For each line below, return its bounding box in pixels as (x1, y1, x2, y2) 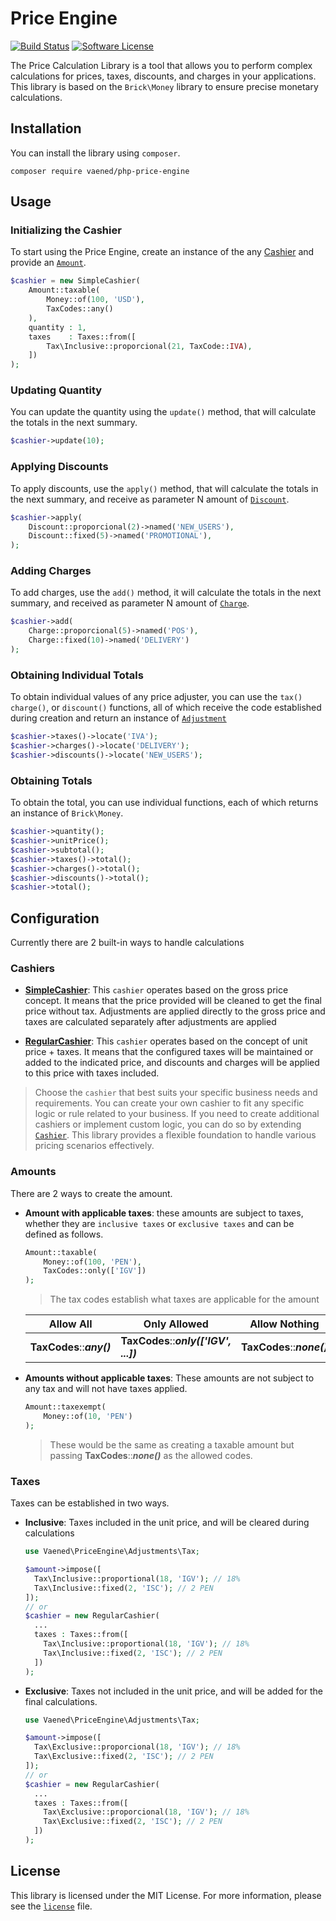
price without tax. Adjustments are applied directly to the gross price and (24, 1005, 326, 1017)
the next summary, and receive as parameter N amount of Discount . (10, 493, 290, 505)
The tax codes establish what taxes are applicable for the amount (49, 1293, 320, 1306)
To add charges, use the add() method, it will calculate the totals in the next (10, 587, 322, 599)
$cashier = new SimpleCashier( (10, 276, 141, 286)
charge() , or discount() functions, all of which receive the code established (10, 702, 322, 714)
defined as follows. (24, 1228, 104, 1240)
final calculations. (24, 1695, 98, 1707)
